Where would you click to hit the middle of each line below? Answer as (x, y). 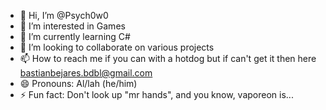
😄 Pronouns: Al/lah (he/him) (78, 83)
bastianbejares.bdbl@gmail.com (86, 73)
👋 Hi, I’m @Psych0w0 (64, 15)
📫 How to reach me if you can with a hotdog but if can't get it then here (168, 58)
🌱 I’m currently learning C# (75, 36)
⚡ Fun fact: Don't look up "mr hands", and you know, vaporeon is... (156, 94)
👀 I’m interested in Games (72, 26)
